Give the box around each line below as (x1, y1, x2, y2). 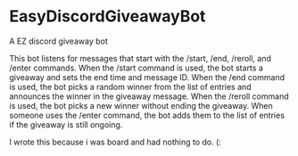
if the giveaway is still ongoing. (9, 119, 123, 130)
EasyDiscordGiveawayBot (9, 6, 206, 27)
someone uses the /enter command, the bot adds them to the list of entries (9, 110, 286, 120)
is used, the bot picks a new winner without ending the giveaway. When (9, 100, 274, 111)
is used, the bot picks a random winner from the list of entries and (9, 81, 252, 92)
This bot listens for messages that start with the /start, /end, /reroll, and (9, 53, 272, 63)
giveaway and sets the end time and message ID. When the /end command (9, 71, 286, 82)
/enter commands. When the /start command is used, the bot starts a (9, 62, 263, 73)
